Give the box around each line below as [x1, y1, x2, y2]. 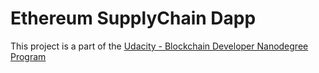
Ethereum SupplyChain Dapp [10, 7, 257, 30]
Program [10, 50, 47, 62]
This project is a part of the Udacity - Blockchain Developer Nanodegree [10, 40, 309, 52]
